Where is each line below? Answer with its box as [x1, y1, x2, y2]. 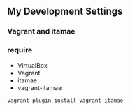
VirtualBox [17, 61, 48, 69]
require [7, 45, 33, 55]
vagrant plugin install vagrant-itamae [7, 97, 124, 104]
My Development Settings [7, 6, 123, 17]
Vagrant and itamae [7, 27, 75, 36]
